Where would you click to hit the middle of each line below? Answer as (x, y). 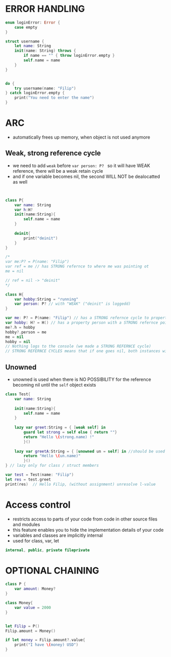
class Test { (18, 394)
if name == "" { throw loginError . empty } (69, 56)
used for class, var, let (36, 540)
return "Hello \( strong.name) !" (59, 437)
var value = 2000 (33, 607)
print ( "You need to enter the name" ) (54, 98)
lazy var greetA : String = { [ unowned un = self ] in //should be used (90, 451)
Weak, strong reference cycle (53, 153)
